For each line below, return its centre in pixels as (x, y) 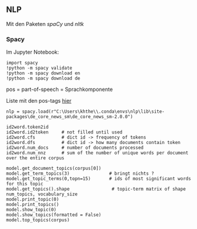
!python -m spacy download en (43, 73)
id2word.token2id (27, 127)
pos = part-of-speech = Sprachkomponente (60, 89)
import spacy (22, 63)
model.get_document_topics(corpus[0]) (54, 169)
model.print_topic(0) (33, 199)
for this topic (25, 184)
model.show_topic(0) (32, 210)
